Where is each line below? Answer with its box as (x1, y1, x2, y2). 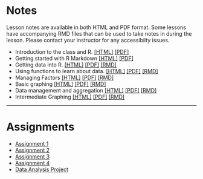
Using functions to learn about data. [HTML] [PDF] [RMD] (14, 67, 158, 74)
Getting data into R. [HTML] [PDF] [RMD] (14, 61, 117, 68)
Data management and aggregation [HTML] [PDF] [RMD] (14, 86, 157, 94)
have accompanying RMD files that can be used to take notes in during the (6, 30, 192, 37)
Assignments (6, 120, 75, 134)
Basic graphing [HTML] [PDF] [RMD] (14, 80, 106, 88)
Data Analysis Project (14, 166, 68, 173)
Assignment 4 (14, 159, 50, 166)
